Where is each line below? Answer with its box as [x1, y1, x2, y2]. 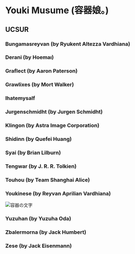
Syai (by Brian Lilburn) [5, 149, 61, 156]
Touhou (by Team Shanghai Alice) [5, 176, 90, 183]
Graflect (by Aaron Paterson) [5, 67, 78, 75]
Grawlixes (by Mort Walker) [5, 81, 74, 88]
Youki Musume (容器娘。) [5, 5, 109, 16]
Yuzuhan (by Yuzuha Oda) [5, 215, 72, 222]
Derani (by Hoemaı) [5, 54, 54, 61]
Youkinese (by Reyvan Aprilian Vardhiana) [5, 190, 111, 197]
